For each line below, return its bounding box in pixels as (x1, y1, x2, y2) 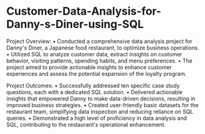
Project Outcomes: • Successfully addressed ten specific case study (6, 81, 180, 89)
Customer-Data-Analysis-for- (6, 4, 162, 18)
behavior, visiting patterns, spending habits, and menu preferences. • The (6, 57, 193, 64)
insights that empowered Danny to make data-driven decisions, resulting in (6, 95, 196, 102)
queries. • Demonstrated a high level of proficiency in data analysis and (6, 114, 187, 122)
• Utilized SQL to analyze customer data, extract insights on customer (6, 50, 182, 58)
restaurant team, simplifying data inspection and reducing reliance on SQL (6, 108, 194, 115)
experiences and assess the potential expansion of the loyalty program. (6, 70, 187, 77)
